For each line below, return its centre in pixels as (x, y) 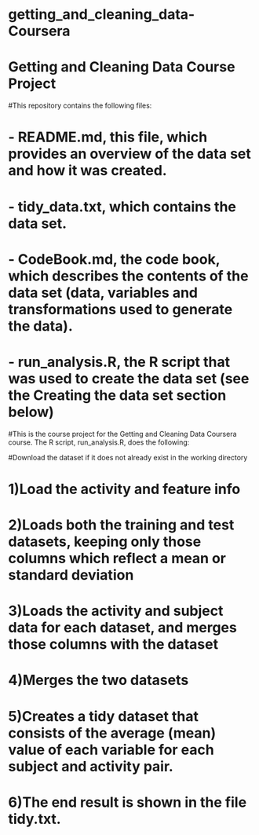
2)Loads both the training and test (121, 525)
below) (31, 412)
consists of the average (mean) (112, 733)
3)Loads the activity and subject (116, 611)
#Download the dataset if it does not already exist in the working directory (128, 457)
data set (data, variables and (103, 293)
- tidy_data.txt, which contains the (122, 207)
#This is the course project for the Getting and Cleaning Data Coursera (122, 434)
